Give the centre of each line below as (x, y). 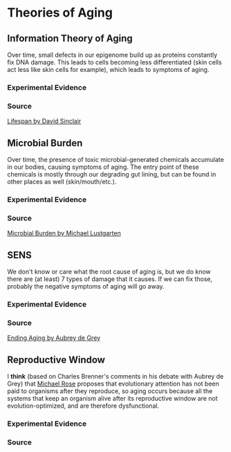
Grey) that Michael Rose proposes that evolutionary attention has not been (113, 384)
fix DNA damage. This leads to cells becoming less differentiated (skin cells (115, 62)
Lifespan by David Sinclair (44, 121)
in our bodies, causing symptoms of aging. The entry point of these (103, 167)
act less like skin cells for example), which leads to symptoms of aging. (108, 70)
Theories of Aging (60, 13)
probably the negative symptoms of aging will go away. (86, 287)
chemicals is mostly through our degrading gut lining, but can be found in (112, 174)
